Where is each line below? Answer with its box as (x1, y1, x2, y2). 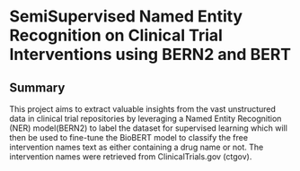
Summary (9, 80, 66, 95)
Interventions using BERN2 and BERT (9, 45, 292, 64)
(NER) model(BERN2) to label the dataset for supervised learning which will (9, 123, 287, 133)
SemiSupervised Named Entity (9, 6, 243, 27)
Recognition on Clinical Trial (9, 25, 223, 46)
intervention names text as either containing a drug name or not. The (9, 141, 264, 152)
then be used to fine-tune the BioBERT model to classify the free (9, 133, 249, 142)
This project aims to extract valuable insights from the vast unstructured (9, 104, 277, 114)
